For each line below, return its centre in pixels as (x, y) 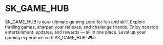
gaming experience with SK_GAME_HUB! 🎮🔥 (51, 37)
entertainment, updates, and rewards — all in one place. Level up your (76, 32)
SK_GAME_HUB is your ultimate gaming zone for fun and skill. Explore (75, 22)
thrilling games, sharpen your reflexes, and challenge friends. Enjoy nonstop (82, 27)
